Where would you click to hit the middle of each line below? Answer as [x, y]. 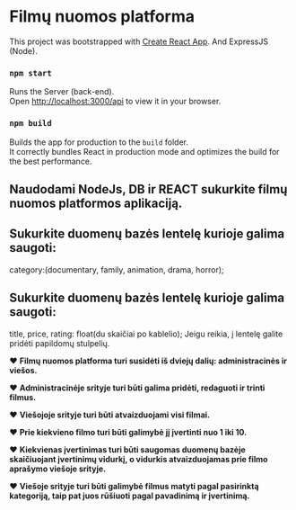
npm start [30, 73]
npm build [30, 124]
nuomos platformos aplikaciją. [96, 203]
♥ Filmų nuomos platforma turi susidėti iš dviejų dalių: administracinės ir [148, 361]
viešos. [23, 370]
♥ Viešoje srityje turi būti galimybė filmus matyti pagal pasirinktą [134, 486]
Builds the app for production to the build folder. [99, 142]
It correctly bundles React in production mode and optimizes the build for [144, 151]
